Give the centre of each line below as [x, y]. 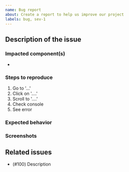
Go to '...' [21, 88]
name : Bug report [23, 10]
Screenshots [21, 136]
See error [22, 109]
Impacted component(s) [35, 53]
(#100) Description [31, 164]
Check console [28, 104]
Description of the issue [43, 39]
